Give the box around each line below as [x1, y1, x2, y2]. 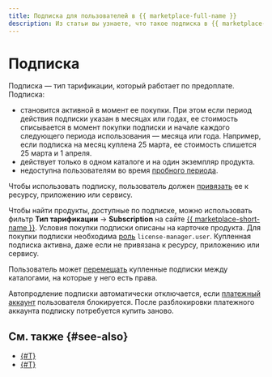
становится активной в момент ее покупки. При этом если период [19, 105, 253, 115]
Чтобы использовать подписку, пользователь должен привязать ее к [8, 182, 249, 191]
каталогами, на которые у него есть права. [8, 273, 158, 283]
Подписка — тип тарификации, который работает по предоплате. [8, 81, 235, 91]
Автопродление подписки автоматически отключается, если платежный [8, 289, 261, 298]
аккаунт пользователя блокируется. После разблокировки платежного [8, 298, 255, 307]
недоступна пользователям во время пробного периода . [19, 165, 219, 175]
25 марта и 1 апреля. [19, 148, 92, 158]
